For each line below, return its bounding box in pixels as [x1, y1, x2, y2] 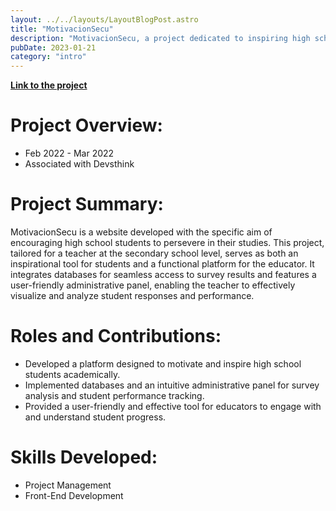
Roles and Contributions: [10, 325, 222, 348]
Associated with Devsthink [24, 158, 135, 170]
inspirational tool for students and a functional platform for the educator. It [10, 258, 315, 270]
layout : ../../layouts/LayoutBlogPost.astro [10, 14, 199, 25]
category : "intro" [10, 52, 87, 62]
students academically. [24, 368, 121, 380]
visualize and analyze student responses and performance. [10, 290, 255, 301]
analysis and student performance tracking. [24, 389, 205, 401]
